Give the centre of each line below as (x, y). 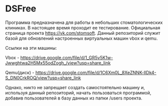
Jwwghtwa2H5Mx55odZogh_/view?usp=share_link (58, 63)
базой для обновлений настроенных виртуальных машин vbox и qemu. (81, 38)
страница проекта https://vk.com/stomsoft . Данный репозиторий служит (83, 33)
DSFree (21, 9)
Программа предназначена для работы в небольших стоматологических (84, 22)
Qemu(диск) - (20, 72)
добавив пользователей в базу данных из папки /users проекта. (74, 98)
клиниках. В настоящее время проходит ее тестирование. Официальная (83, 27)
